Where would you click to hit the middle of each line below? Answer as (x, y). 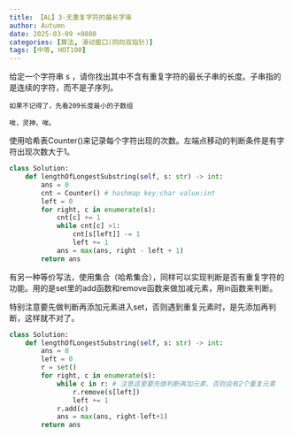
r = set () (59, 368)
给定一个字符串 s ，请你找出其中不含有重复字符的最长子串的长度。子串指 (142, 77)
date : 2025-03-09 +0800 (53, 34)
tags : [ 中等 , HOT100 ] (48, 50)
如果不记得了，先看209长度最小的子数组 (71, 106)
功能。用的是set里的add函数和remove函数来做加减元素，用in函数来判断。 (143, 287)
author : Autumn (37, 26)
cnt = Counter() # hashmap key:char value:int (128, 193)
